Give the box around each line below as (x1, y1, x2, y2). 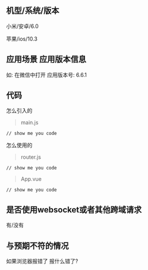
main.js (20, 119, 39, 126)
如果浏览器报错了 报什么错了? (6, 258, 78, 265)
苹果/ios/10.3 (6, 35, 37, 42)
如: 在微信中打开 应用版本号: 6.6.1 (6, 71, 87, 79)
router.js (20, 153, 42, 161)
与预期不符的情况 (6, 240, 69, 251)
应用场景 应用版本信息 (6, 54, 86, 64)
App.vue (20, 175, 42, 183)
